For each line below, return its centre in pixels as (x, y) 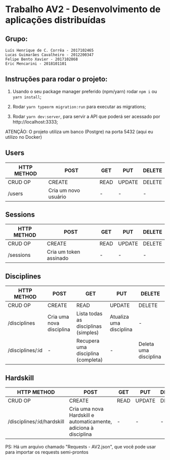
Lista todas (90, 314)
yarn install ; (27, 97)
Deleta (146, 344)
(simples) (88, 333)
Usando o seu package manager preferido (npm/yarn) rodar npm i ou (85, 91)
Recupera (88, 341)
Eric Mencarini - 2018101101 (36, 64)
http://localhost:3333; (35, 122)
